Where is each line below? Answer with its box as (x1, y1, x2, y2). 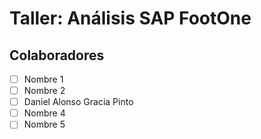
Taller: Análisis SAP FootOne (9, 7, 252, 30)
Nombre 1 (23, 73, 64, 85)
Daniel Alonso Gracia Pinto (23, 96, 134, 108)
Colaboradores (9, 47, 105, 64)
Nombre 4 (23, 107, 66, 119)
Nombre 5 (23, 118, 66, 131)
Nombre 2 (23, 85, 66, 97)
